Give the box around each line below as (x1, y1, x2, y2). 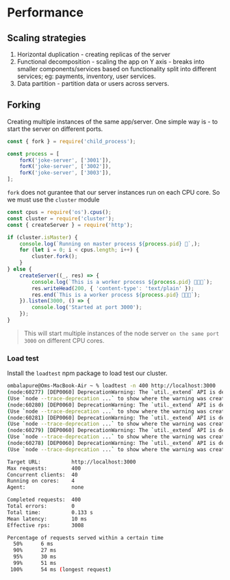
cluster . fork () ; (31, 253, 78, 260)
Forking (7, 99, 41, 111)
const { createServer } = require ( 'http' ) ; (7, 221, 133, 228)
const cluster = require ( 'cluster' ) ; (7, 215, 115, 222)
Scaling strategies (7, 32, 87, 44)
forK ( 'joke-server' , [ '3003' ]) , (19, 169, 112, 176)
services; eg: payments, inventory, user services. (16, 72, 156, 80)
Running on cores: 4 (7, 478, 75, 485)
